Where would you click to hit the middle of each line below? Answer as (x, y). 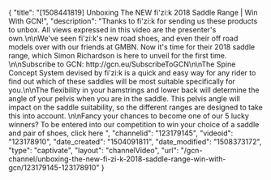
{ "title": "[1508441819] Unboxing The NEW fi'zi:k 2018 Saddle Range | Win (133, 13)
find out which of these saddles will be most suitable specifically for (122, 81)
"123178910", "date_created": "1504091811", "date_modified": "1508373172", (135, 141)
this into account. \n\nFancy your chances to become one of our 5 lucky (129, 116)
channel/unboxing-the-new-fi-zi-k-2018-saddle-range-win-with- (117, 159)
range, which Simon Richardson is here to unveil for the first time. (118, 56)
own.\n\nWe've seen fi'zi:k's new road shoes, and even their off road (123, 38)
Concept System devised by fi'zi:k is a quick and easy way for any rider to (132, 73)
